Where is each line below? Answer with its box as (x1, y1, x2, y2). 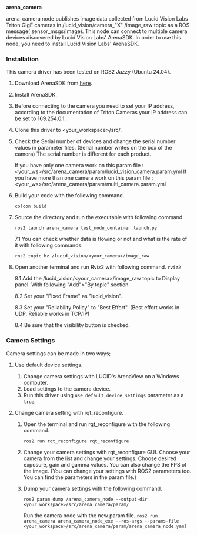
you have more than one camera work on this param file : (14, 174, 153, 181)
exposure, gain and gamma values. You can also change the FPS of (23, 461, 187, 468)
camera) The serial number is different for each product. (14, 150, 152, 157)
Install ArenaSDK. (14, 91, 57, 98)
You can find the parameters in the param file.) (23, 473, 137, 481)
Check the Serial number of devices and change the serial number (14, 138, 176, 145)
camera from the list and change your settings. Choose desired (23, 455, 177, 462)
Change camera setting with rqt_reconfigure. (14, 409, 123, 416)
